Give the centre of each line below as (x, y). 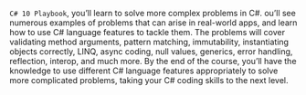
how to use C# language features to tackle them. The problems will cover (148, 32)
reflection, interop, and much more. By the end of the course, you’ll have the (153, 61)
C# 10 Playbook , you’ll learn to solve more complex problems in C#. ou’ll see (153, 13)
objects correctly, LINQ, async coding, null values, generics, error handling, (151, 52)
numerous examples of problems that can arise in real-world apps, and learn (153, 23)
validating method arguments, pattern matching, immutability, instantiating (149, 42)
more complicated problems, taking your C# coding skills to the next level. (149, 80)
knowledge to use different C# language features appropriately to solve (144, 71)
